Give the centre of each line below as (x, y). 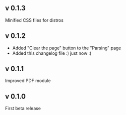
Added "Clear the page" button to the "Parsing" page (67, 48)
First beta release (23, 109)
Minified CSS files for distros (34, 20)
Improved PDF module (28, 81)
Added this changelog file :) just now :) (52, 53)
